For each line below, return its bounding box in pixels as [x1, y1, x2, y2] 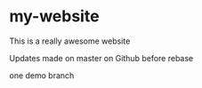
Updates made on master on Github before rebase [9, 52, 194, 63]
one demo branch [9, 69, 75, 81]
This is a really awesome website [9, 36, 131, 46]
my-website [9, 6, 100, 27]
